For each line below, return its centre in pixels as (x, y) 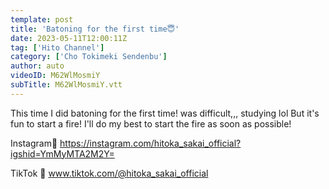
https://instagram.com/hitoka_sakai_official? (150, 143)
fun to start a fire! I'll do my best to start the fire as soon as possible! (151, 123)
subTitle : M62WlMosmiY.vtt (66, 85)
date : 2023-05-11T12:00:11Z (69, 38)
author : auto (37, 66)
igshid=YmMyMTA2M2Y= (62, 153)
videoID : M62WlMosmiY (55, 76)
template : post (42, 19)
